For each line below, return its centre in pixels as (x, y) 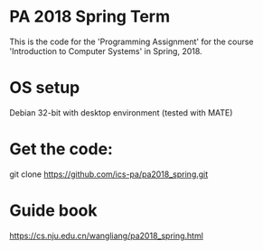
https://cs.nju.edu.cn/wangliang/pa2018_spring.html (106, 236)
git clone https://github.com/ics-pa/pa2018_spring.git (109, 174)
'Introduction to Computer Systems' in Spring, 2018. (106, 51)
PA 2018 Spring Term (89, 17)
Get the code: (61, 149)
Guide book (53, 210)
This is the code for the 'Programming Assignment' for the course (132, 42)
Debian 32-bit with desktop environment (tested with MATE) (121, 112)
